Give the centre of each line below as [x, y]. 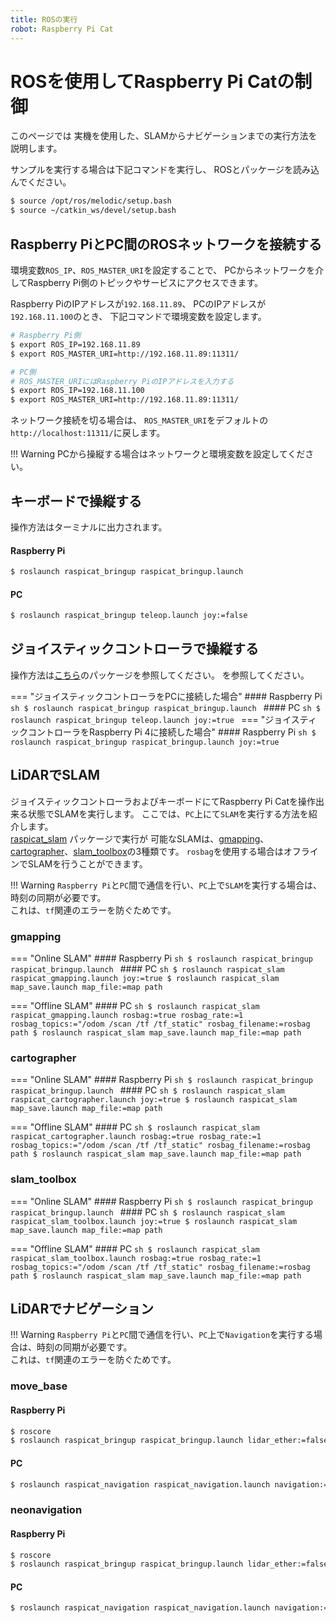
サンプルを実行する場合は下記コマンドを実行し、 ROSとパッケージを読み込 [165, 170]
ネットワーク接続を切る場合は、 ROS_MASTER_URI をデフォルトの [139, 420]
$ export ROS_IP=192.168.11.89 [75, 344]
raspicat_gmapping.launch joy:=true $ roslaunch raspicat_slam [145, 979]
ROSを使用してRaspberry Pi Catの [152, 81]
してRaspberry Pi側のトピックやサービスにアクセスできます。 [137, 282]
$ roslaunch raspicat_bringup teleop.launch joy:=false [129, 616]
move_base [39, 1386]
